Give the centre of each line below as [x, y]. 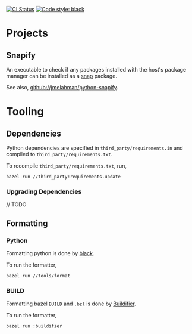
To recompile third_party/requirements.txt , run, [66, 166]
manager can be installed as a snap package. [62, 76]
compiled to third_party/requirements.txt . [59, 154]
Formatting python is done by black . [50, 253]
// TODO [16, 205]
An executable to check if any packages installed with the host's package [96, 69]
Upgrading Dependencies [44, 191]
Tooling [25, 112]
